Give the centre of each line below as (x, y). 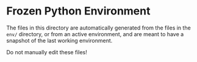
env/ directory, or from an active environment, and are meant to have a (95, 34)
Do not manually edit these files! (47, 52)
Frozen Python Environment (78, 11)
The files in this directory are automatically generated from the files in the (99, 28)
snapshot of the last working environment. (59, 40)
